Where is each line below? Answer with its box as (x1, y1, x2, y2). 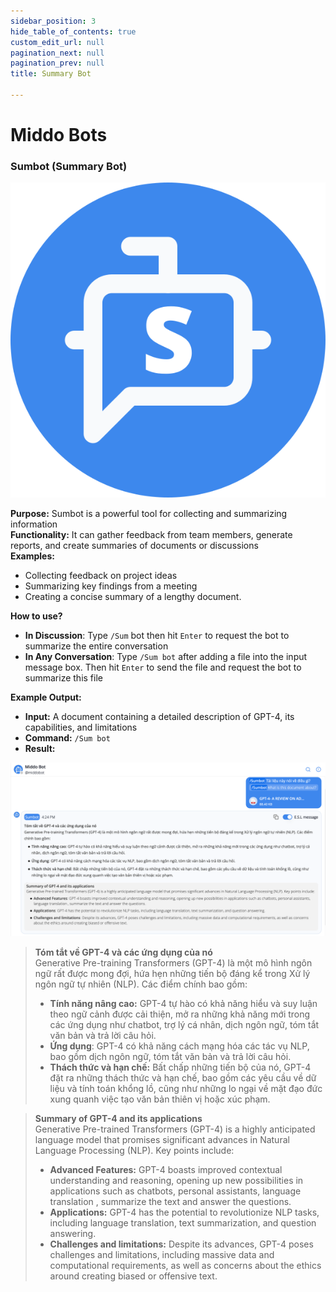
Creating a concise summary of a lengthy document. (24, 591, 242, 603)
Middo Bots (10, 124, 108, 147)
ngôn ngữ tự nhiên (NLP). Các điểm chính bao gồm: (34, 978, 248, 990)
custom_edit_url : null (10, 37, 105, 47)
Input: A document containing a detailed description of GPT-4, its (24, 711, 295, 723)
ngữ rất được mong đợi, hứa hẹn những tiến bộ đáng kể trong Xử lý (34, 967, 311, 979)
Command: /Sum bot (24, 732, 111, 744)
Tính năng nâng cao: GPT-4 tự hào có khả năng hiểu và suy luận (49, 997, 318, 1009)
